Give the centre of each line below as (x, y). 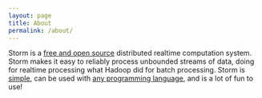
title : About (30, 23)
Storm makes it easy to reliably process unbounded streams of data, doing (131, 61)
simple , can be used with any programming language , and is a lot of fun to (131, 78)
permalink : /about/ (41, 30)
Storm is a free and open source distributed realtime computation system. (130, 53)
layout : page (30, 16)
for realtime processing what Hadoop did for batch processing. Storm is (127, 70)
